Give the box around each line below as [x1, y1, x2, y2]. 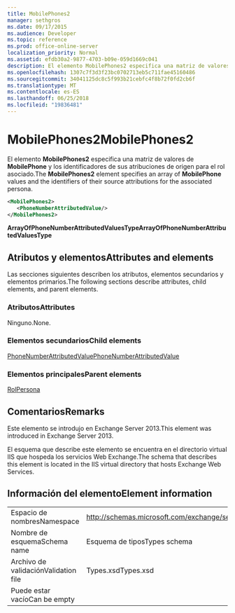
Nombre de [10, 528, 48, 537]
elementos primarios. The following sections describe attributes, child [7, 277, 206, 286]
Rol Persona [7, 385, 41, 394]
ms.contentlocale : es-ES [7, 88, 80, 95]
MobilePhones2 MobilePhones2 [7, 132, 194, 148]
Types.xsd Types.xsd [86, 565, 154, 575]
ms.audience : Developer [7, 29, 77, 37]
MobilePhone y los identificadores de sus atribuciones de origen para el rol [7, 162, 225, 170]
